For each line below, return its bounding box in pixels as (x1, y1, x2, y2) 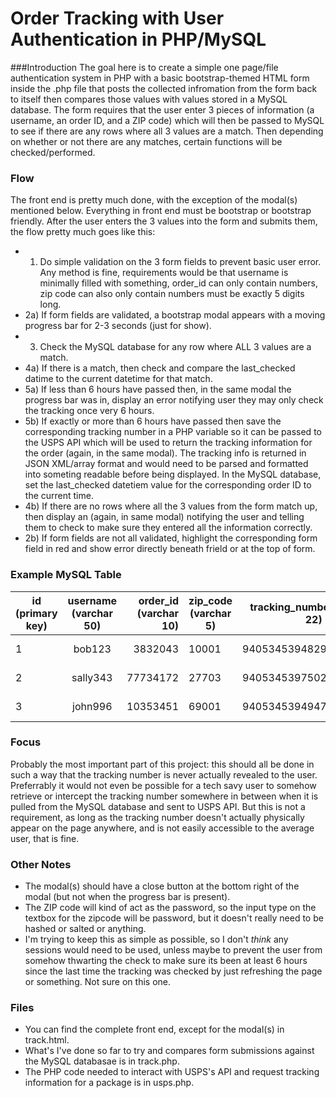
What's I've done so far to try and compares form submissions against (24, 1045, 315, 1057)
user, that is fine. (10, 832, 80, 844)
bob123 (73, 642, 112, 656)
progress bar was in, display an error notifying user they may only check (24, 394, 324, 406)
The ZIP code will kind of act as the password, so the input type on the (24, 902, 317, 914)
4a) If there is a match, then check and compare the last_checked (24, 362, 296, 374)
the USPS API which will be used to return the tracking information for (24, 437, 313, 449)
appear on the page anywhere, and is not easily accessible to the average (10, 822, 315, 834)
